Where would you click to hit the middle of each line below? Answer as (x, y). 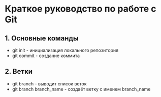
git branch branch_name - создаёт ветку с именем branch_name (81, 89)
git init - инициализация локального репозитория (65, 50)
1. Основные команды (42, 38)
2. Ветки (19, 71)
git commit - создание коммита (46, 56)
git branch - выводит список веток (49, 83)
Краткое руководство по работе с (80, 9)
